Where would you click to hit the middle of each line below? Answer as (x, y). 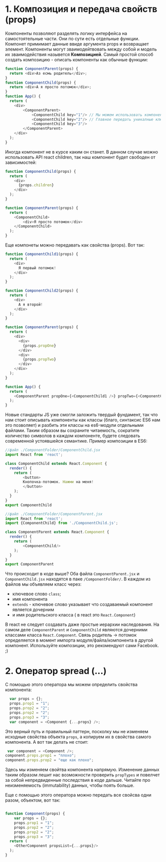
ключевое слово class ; (37, 594)
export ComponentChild (28, 505)
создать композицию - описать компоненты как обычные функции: (77, 59)
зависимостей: (21, 162)
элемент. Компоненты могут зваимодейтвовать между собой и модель (81, 49)
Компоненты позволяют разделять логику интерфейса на (66, 33)
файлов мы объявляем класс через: (43, 584)
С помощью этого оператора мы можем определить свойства (71, 685)
